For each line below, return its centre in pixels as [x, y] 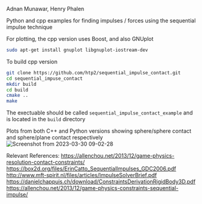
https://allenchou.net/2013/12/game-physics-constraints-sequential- [92, 188]
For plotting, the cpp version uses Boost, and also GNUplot [80, 39]
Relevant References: [33, 156]
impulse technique [30, 27]
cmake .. [17, 96]
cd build [17, 90]
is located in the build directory [46, 119]
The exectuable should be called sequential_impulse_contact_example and [99, 113]
